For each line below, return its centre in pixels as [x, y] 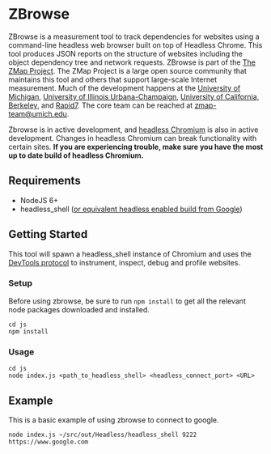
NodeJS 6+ [39, 200]
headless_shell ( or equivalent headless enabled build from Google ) [131, 209]
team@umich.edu [38, 113]
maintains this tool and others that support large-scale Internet [113, 79]
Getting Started [48, 234]
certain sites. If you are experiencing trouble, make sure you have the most [136, 146]
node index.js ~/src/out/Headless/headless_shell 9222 [103, 435]
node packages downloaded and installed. [79, 309]
